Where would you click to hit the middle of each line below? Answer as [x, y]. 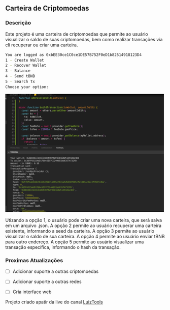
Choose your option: [27, 87]
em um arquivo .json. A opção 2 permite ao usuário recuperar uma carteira [83, 226]
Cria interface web [32, 292]
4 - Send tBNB [20, 76]
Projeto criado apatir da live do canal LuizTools [54, 302]
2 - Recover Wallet [26, 66]
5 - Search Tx [20, 82]
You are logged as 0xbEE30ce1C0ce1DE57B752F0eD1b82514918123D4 [74, 55]
